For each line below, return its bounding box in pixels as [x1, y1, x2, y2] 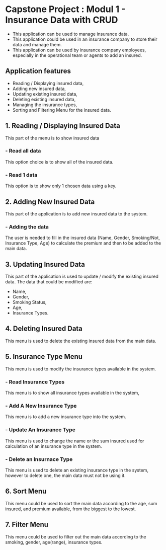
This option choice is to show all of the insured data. [5, 159, 114, 165]
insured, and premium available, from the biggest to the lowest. [5, 506, 136, 512]
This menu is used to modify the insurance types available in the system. [5, 366, 156, 372]
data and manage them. [12, 41, 62, 47]
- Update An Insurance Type [5, 426, 75, 433]
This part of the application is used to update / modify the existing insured [5, 273, 158, 280]
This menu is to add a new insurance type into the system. [5, 414, 126, 420]
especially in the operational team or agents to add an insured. [12, 52, 142, 58]
